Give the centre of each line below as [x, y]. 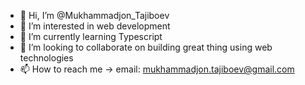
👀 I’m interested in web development [95, 26]
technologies [46, 58]
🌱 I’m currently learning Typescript [91, 36]
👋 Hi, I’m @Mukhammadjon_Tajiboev [94, 15]
